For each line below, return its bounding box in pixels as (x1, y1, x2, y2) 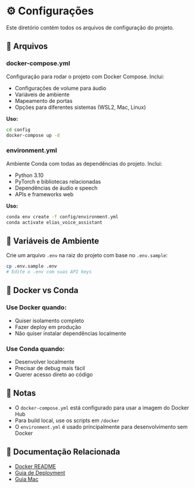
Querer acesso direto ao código (14, 371, 93, 378)
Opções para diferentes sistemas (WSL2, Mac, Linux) (14, 103, 146, 111)
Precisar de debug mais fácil (14, 364, 85, 371)
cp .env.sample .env (6, 263, 58, 270)
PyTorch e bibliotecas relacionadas (14, 178, 101, 185)
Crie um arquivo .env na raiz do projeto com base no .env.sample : (6, 252, 168, 259)
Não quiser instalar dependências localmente (14, 330, 126, 337)
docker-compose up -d (6, 132, 60, 138)
